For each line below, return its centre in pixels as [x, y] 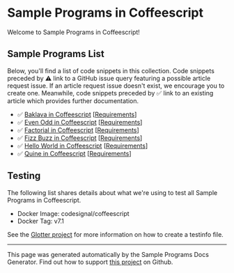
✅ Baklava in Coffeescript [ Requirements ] [77, 114]
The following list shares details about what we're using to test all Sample [112, 192]
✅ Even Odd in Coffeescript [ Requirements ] [80, 122]
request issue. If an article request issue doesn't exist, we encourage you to [116, 86]
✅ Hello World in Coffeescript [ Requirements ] [83, 146]
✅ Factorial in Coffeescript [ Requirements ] [78, 130]
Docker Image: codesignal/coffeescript [73, 213]
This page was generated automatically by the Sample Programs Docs [108, 254]
